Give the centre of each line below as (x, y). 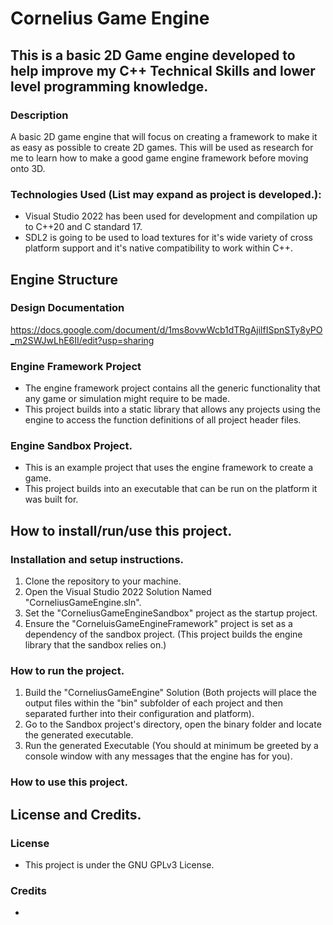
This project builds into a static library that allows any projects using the (172, 409)
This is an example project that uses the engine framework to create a (169, 468)
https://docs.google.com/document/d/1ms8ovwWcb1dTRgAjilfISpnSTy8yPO (166, 329)
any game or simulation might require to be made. (127, 399)
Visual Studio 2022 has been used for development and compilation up (171, 216)
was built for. (51, 499)
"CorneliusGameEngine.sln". (83, 603)
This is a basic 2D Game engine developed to (153, 55)
